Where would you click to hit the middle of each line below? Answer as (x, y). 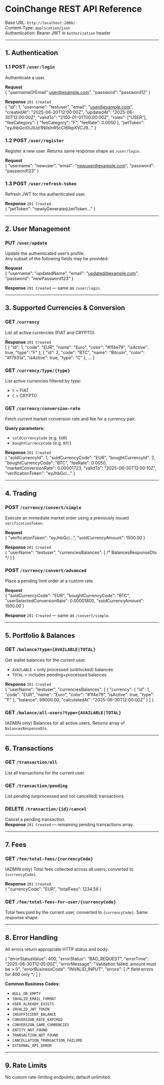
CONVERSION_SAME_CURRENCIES (41, 1025)
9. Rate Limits (26, 1065)
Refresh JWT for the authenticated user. (45, 194)
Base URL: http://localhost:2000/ (40, 23)
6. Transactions (29, 748)
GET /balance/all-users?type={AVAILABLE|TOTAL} (63, 712)
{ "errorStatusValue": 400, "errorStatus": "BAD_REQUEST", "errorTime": (77, 959)
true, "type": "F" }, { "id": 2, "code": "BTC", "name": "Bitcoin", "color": (75, 352)
